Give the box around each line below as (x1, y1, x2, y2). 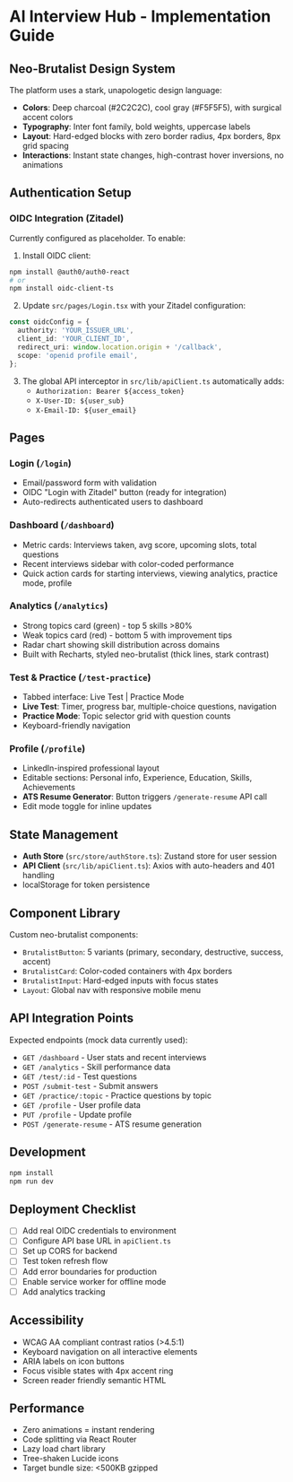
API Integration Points (9, 1011, 134, 1026)
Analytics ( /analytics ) (9, 599, 108, 612)
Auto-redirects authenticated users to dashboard (22, 496, 203, 508)
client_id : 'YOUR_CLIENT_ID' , (17, 335, 130, 344)
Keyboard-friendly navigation (22, 720, 132, 731)
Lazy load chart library (22, 1443, 106, 1454)
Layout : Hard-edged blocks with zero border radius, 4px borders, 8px (22, 131, 281, 141)
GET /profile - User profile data (22, 1099, 142, 1110)
